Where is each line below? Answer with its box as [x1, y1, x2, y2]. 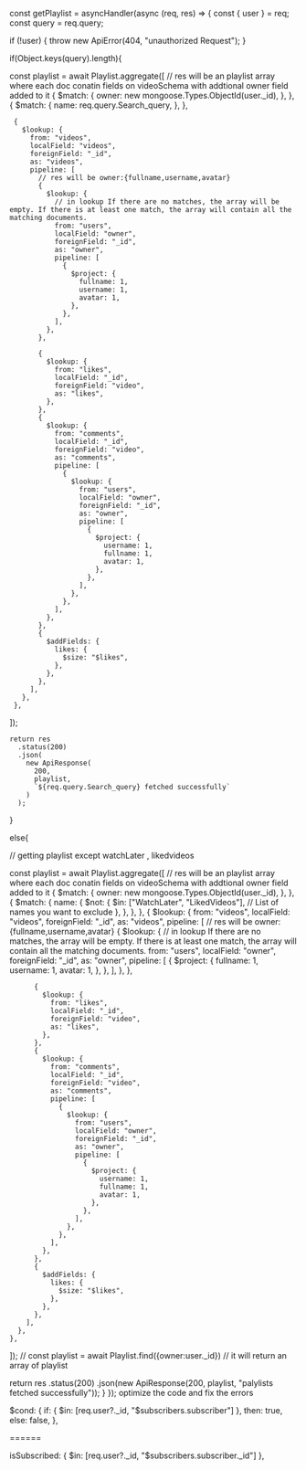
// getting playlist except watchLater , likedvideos [9, 850, 195, 861]
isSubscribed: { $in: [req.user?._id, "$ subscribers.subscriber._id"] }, [9, 1450, 265, 1461]
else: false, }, [9, 1415, 58, 1425]
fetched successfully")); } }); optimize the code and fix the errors [9, 1388, 254, 1398]
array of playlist [9, 1360, 69, 1370]
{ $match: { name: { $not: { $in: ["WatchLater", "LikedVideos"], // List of [9, 897, 279, 907]
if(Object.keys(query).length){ [9, 53, 122, 63]
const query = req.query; [9, 17, 104, 28]
